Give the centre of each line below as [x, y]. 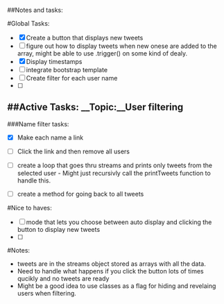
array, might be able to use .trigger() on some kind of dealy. [102, 53]
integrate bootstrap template [67, 70]
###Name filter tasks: [38, 124]
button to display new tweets [59, 230]
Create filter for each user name [72, 78]
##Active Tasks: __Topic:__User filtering [95, 107]
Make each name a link [50, 137]
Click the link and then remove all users [74, 151]
